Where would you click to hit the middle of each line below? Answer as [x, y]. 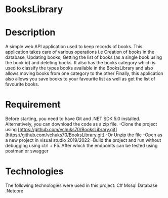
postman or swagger [27, 151]
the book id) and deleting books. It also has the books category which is [80, 63]
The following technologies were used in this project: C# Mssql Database [81, 185]
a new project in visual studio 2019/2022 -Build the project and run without [83, 140]
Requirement [33, 105]
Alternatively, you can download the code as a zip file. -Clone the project [81, 124]
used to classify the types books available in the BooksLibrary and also [79, 68]
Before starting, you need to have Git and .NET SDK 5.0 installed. [73, 119]
